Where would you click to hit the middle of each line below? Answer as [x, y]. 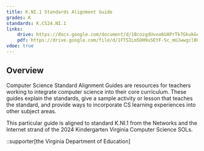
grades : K [19, 18]
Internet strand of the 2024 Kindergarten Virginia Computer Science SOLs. [100, 129]
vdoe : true [20, 46]
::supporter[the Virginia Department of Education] [68, 141]
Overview [25, 71]
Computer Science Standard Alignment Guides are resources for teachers [99, 85]
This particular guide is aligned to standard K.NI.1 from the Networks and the [102, 123]
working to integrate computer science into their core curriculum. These [97, 91]
